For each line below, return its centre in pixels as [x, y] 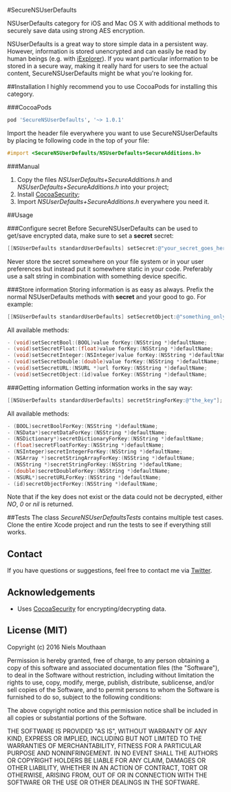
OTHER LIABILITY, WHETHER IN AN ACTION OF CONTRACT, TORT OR [107, 767]
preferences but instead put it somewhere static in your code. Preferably [110, 269]
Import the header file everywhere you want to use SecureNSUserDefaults [112, 133]
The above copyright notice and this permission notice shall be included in [112, 710]
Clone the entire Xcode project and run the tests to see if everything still [109, 525]
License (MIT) [37, 630]
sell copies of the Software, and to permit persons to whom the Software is [113, 689]
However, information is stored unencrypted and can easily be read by [107, 51]
